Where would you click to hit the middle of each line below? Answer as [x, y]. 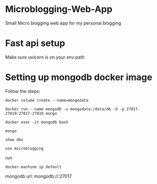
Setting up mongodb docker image [79, 77]
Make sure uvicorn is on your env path [45, 57]
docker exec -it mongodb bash [37, 122]
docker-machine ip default [33, 167]
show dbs [14, 139]
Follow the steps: [23, 91]
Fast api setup [35, 43]
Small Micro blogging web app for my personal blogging [63, 23]
